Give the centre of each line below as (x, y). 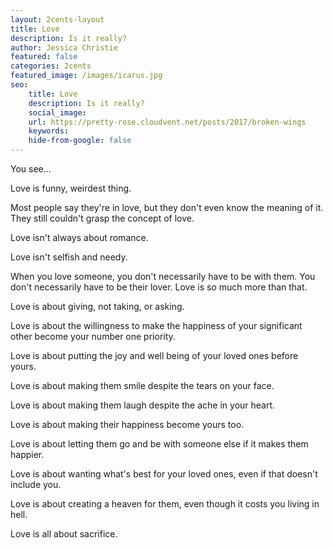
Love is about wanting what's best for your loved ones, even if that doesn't (164, 474)
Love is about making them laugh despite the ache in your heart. (143, 405)
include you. (36, 484)
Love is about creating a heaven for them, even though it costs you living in (165, 504)
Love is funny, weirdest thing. (71, 188)
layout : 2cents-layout (57, 19)
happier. (27, 454)
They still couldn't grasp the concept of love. (102, 218)
